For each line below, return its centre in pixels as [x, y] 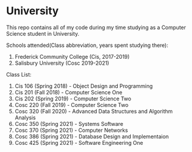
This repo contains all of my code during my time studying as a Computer [96, 27]
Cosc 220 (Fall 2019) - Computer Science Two [72, 104]
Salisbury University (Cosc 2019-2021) [62, 63]
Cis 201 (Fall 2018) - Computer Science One [69, 92]
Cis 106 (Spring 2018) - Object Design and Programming [84, 86]
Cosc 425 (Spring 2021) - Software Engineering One [79, 142]
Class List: [19, 74]
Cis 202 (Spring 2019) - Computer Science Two [73, 99]
